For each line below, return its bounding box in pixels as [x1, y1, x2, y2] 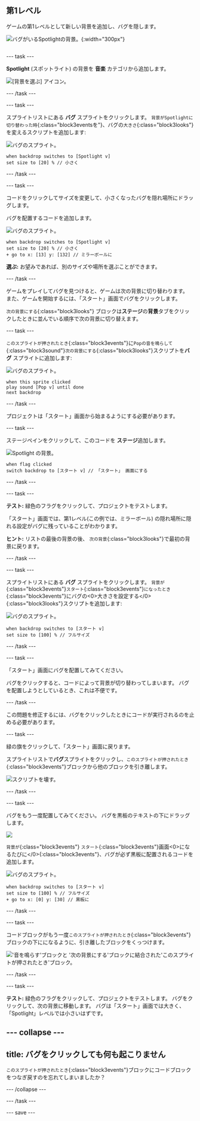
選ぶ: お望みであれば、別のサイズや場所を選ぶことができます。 [6, 263, 161, 270]
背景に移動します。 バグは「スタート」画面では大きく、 [47, 1002, 185, 1009]
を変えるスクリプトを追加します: [6, 128, 87, 136]
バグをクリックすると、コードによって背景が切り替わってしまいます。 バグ [6, 679, 190, 686]
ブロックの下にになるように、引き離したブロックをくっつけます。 [6, 938, 168, 946]
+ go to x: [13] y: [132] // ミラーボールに [6, 252, 112, 257]
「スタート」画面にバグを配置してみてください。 [6, 666, 127, 674]
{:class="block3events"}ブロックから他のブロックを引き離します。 [6, 763, 171, 770]
